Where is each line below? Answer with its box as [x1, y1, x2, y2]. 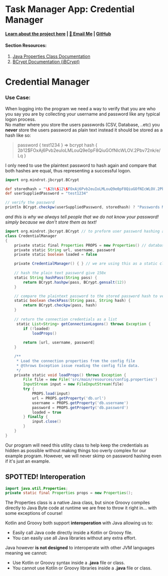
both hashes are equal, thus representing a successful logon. [5, 167, 131, 173]
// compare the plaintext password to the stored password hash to [14, 293, 157, 299]
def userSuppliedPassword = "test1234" [5, 191, 88, 196]
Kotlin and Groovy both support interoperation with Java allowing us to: [5, 520, 153, 526]
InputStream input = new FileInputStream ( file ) [23, 382, 124, 387]
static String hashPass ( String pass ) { [14, 275, 97, 280]
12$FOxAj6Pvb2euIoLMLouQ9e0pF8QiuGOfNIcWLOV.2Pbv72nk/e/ [22, 147, 161, 153]
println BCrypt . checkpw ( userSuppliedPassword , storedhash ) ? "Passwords [5, 205, 160, 210]
